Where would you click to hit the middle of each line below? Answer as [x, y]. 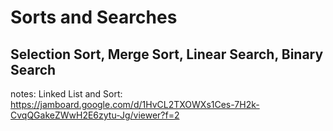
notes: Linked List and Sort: [66, 94]
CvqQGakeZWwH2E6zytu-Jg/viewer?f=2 [95, 115]
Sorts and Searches [94, 17]
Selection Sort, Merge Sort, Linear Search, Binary [167, 54]
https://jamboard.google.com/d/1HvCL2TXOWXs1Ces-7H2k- [135, 104]
